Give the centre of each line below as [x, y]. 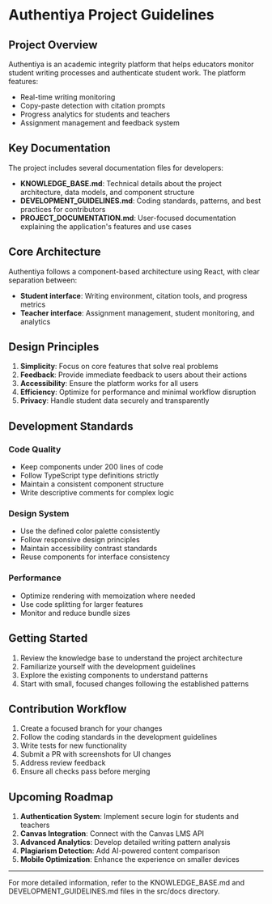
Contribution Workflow [68, 709]
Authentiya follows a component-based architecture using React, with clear [134, 271]
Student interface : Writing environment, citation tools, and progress [134, 295]
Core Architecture [55, 252]
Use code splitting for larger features [81, 604]
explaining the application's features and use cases [106, 226]
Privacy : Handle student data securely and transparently [115, 401]
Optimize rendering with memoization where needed [108, 596]
